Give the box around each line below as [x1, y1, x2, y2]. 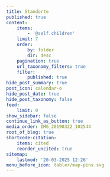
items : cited [17, 140, 49, 146]
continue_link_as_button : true [6, 119, 83, 124]
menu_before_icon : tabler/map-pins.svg [6, 162, 105, 168]
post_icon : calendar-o [6, 86, 62, 91]
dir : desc [27, 53, 51, 58]
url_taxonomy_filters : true [17, 63, 86, 70]
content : [6, 19, 28, 25]
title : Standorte [6, 8, 49, 15]
